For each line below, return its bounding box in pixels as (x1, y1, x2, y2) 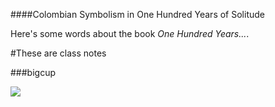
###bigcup (10, 67, 56, 78)
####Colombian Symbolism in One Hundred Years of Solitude (10, 9, 265, 20)
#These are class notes (10, 47, 107, 59)
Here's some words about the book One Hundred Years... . (10, 28, 250, 39)
